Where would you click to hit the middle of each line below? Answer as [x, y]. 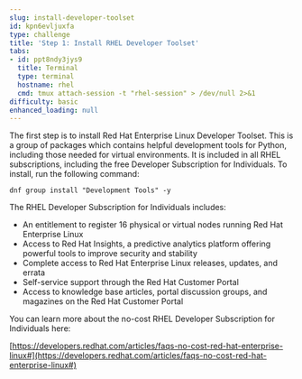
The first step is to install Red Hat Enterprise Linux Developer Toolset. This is [151, 135]
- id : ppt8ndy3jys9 [46, 60]
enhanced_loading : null [54, 110]
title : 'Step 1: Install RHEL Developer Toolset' [105, 43]
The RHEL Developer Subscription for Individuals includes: [118, 208]
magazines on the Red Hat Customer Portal [103, 301]
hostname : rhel [46, 85]
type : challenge [40, 34]
